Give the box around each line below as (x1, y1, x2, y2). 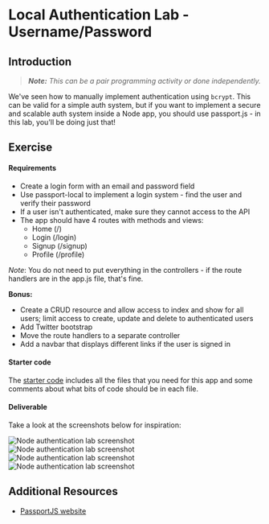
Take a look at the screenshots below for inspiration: (8, 420, 181, 430)
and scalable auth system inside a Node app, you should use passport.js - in (8, 109, 261, 118)
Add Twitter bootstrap (19, 322, 93, 332)
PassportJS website (19, 505, 87, 516)
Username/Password (8, 23, 153, 41)
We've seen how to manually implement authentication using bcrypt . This (8, 92, 251, 101)
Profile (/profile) (31, 250, 85, 259)
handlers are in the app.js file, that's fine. (8, 274, 144, 283)
